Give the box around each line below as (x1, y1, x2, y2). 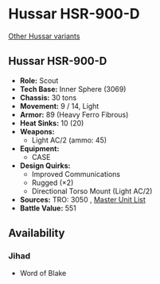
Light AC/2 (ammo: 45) (31, 135, 107, 145)
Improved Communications (31, 169, 121, 178)
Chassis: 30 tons (19, 93, 77, 102)
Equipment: (19, 143, 60, 153)
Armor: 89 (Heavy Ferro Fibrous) (19, 110, 129, 119)
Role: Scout (19, 75, 59, 85)
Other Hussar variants (8, 31, 80, 41)
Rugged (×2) (31, 178, 74, 187)
